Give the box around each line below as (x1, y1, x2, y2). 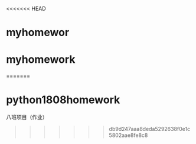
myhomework (6, 53, 76, 66)
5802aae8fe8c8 (109, 132, 148, 139)
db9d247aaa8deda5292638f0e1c (109, 126, 191, 133)
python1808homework (6, 93, 120, 107)
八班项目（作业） (6, 114, 48, 121)
